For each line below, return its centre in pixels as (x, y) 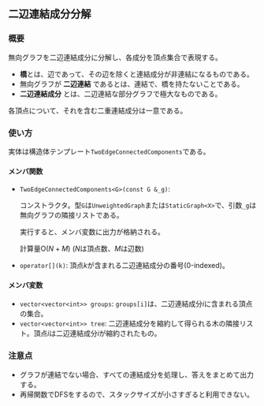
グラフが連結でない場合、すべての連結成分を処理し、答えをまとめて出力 (137, 374)
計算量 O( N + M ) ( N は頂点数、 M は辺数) (82, 249)
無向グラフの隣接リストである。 (71, 215)
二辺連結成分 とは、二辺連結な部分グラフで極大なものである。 (121, 94)
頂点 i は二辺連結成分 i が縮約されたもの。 (97, 333)
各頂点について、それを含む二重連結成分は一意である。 (98, 110)
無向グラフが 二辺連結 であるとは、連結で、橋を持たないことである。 (132, 84)
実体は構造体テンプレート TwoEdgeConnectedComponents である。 (109, 151)
